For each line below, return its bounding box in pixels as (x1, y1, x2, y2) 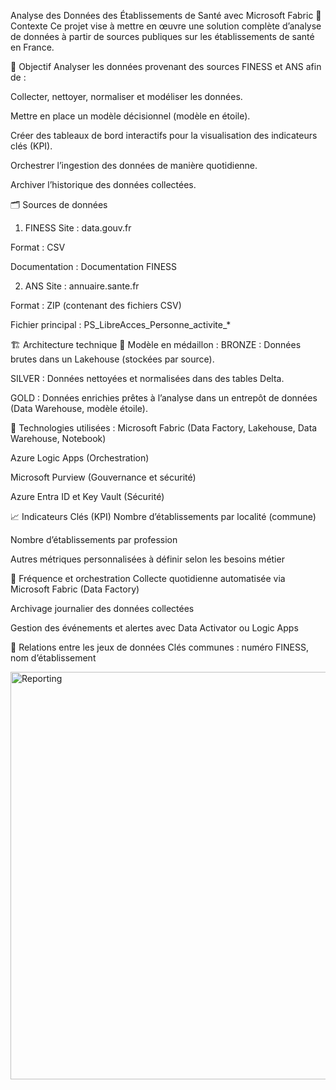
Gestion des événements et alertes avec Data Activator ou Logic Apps (10, 622, 299, 634)
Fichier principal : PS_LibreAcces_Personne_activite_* (10, 319, 232, 330)
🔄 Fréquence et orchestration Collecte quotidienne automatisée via (10, 573, 286, 584)
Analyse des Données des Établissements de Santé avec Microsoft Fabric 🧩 (10, 10, 322, 21)
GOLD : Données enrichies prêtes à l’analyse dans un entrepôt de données (10, 392, 318, 404)
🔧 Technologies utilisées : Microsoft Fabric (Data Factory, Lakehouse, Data (10, 422, 318, 434)
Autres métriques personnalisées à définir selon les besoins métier (10, 553, 285, 565)
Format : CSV (10, 241, 66, 253)
